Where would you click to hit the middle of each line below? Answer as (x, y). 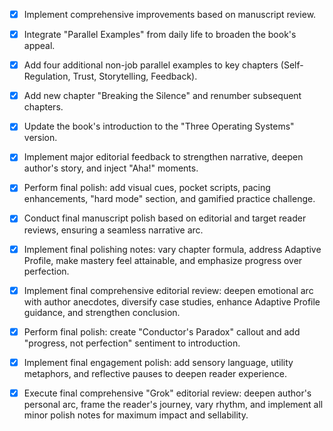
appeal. (39, 46)
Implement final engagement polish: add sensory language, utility (158, 362)
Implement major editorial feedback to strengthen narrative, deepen (163, 157)
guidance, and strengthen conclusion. (102, 312)
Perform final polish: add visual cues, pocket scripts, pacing (147, 188)
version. (40, 138)
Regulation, (47, 76)
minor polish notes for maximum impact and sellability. (136, 415)
